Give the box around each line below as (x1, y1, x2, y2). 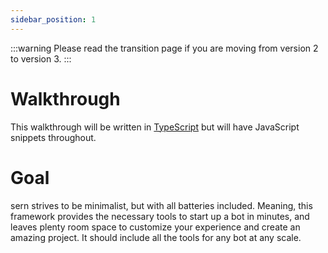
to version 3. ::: (10, 52, 72, 65)
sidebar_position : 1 (10, 14, 97, 25)
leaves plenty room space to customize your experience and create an (10, 221, 301, 233)
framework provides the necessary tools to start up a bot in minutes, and (10, 210, 310, 222)
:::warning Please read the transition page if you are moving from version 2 (10, 42, 319, 54)
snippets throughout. (10, 131, 97, 143)
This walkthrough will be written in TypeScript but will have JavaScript (10, 121, 300, 133)
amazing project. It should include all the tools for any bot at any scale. (10, 231, 302, 243)
